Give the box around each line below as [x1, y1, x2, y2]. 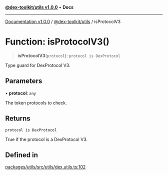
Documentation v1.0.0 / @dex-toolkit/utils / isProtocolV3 [5, 18, 121, 24]
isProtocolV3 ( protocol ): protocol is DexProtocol [17, 52, 121, 58]
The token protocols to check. [5, 99, 67, 105]
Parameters [5, 77, 42, 85]
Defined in [5, 150, 38, 159]
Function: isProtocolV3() [5, 36, 110, 47]
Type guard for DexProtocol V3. [5, 62, 70, 68]
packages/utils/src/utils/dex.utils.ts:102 [5, 164, 86, 170]
